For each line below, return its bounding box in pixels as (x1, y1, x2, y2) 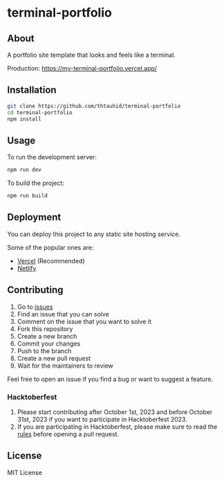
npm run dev (7, 166, 41, 174)
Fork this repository (17, 324, 73, 333)
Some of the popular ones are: (7, 243, 94, 251)
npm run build (7, 193, 48, 199)
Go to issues (17, 303, 53, 311)
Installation (7, 84, 57, 96)
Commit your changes (17, 339, 81, 348)
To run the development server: (7, 153, 97, 161)
